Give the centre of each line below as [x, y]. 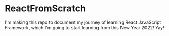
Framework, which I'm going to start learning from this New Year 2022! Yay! [84, 27]
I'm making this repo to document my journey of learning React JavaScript [83, 22]
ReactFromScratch [45, 9]
